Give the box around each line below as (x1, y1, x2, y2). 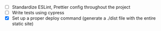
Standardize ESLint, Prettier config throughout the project (11, 4, 130, 10)
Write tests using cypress (11, 10, 64, 16)
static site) (11, 21, 33, 27)
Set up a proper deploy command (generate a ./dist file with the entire (11, 15, 156, 21)
